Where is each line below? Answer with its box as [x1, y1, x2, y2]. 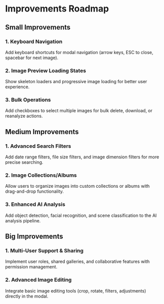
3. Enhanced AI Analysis [5, 201, 66, 208]
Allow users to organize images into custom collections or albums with [5, 183, 150, 189]
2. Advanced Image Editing [5, 276, 72, 283]
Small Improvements [5, 23, 71, 32]
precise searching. [5, 159, 43, 165]
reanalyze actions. [5, 113, 43, 119]
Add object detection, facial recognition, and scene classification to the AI [5, 212, 157, 218]
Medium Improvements [5, 127, 79, 136]
